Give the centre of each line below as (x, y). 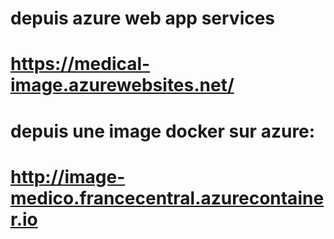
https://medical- (80, 64)
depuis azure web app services (143, 18)
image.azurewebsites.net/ (122, 85)
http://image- (68, 176)
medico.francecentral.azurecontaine (167, 198)
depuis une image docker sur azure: (163, 131)
